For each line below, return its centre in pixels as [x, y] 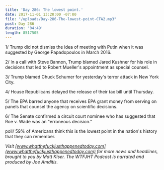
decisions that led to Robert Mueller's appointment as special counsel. [77, 67]
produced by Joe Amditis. [32, 162]
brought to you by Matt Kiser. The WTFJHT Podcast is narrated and [75, 157]
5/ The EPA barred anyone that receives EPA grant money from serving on [81, 101]
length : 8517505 [22, 33]
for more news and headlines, [127, 151]
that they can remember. [30, 136]
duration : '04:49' [24, 28]
